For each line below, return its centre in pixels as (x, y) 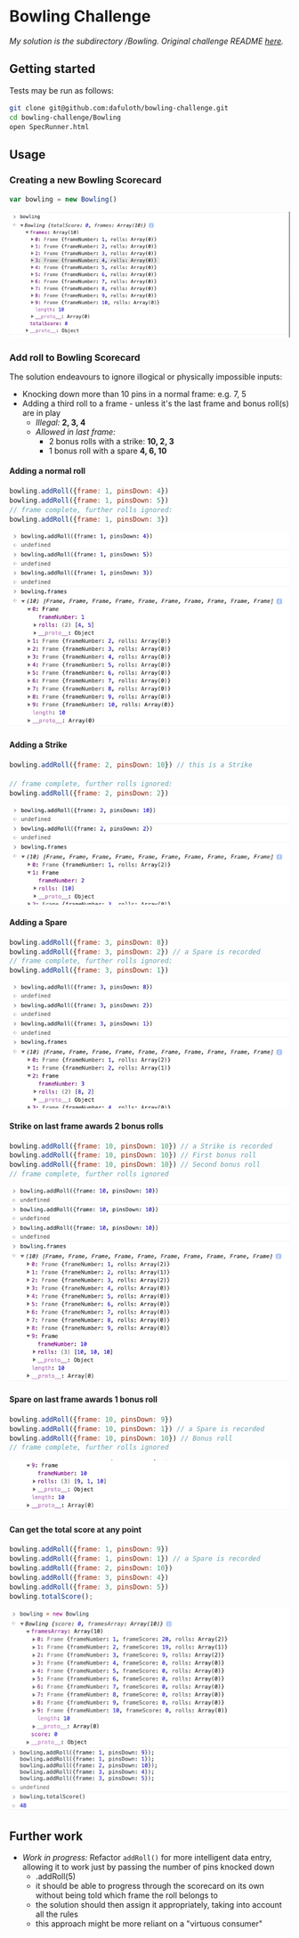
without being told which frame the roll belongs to (126, 1895)
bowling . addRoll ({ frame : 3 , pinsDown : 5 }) (89, 1587)
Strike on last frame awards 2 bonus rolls (86, 1126)
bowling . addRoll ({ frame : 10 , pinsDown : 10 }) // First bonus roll (133, 1155)
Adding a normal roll (48, 471)
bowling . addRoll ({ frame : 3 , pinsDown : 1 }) (89, 971)
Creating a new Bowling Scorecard (85, 180)
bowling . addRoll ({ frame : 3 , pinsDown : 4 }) (89, 1577)
